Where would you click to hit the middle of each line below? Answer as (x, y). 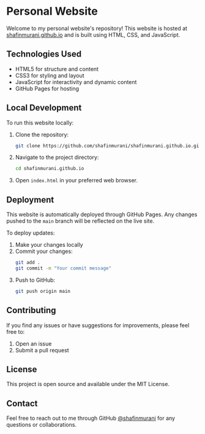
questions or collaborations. (42, 425)
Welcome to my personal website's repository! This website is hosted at (97, 28)
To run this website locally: (40, 122)
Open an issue (33, 343)
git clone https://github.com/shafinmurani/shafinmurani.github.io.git (108, 145)
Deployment (30, 200)
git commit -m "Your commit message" (63, 268)
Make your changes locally (49, 245)
